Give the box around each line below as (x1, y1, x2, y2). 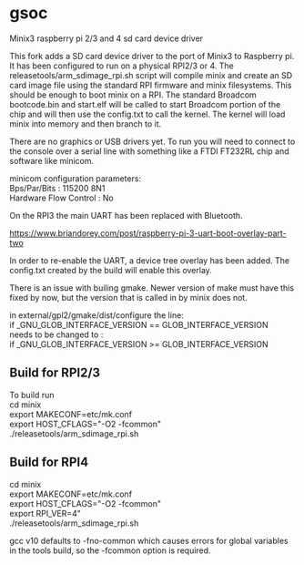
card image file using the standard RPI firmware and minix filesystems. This (9, 79, 292, 90)
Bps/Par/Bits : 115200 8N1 (9, 182, 106, 193)
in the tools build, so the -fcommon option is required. (9, 545, 211, 556)
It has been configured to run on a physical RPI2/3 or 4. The (9, 60, 234, 71)
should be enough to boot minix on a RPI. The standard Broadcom (9, 89, 257, 100)
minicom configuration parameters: (9, 172, 142, 184)
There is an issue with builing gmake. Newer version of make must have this (9, 282, 294, 293)
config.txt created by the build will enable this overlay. (9, 264, 212, 275)
